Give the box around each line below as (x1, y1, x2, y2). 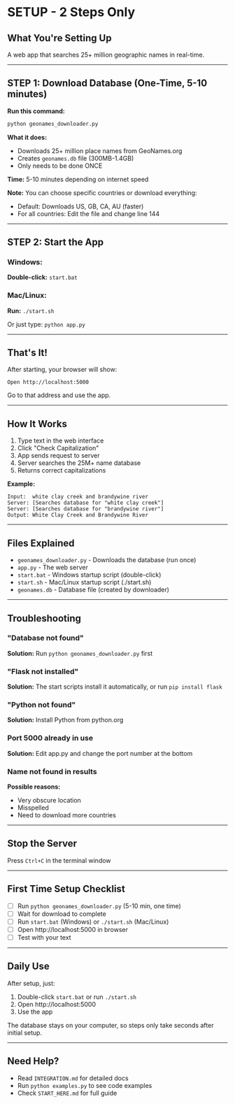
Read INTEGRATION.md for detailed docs (17, 1074, 129, 1082)
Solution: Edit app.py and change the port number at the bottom (7, 749, 193, 757)
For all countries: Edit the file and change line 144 (17, 209, 160, 217)
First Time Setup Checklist (7, 883, 126, 895)
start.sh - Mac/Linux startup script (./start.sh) (17, 578, 152, 587)
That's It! (7, 347, 48, 359)
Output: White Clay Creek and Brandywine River (7, 512, 149, 519)
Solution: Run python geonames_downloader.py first (7, 649, 152, 657)
